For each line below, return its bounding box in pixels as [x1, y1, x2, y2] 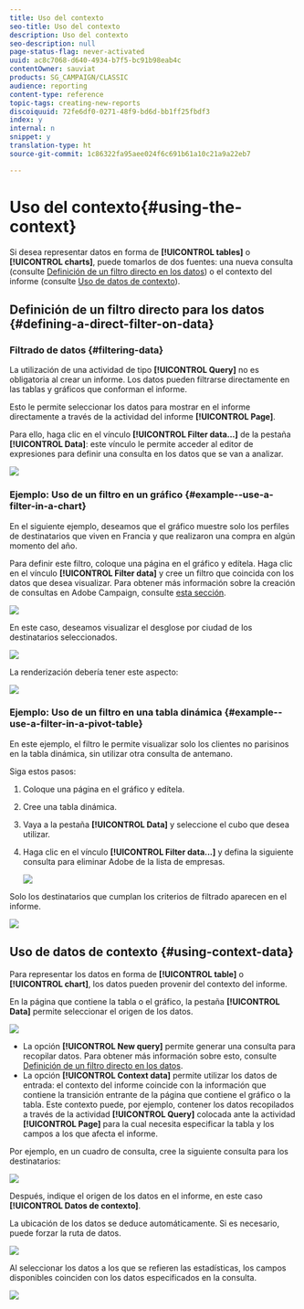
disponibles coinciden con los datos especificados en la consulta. [9, 1272, 257, 1282]
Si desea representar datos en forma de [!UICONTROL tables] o [9, 246, 251, 257]
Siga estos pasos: [9, 765, 77, 777]
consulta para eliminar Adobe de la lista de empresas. [22, 856, 225, 867]
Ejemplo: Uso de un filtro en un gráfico [9, 488, 183, 501]
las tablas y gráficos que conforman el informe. [9, 384, 187, 395]
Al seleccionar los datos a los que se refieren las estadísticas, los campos [9, 1262, 287, 1273]
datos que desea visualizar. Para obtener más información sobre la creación [9, 577, 296, 588]
